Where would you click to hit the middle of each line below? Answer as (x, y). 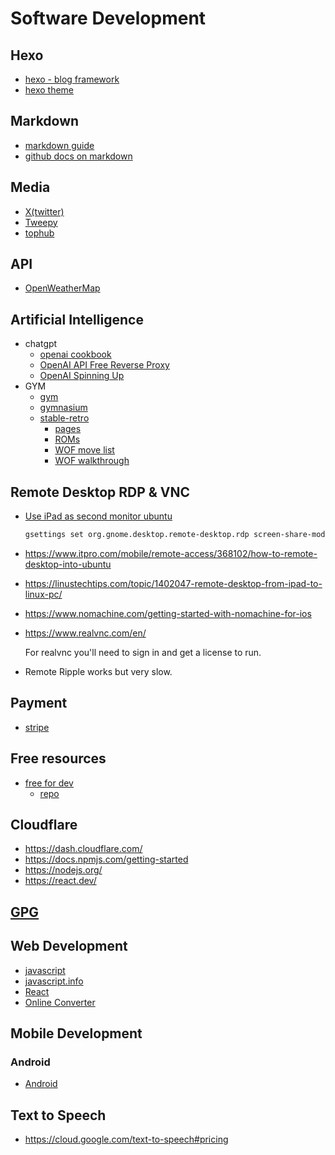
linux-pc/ (43, 594)
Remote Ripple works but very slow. (98, 671)
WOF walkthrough (92, 461)
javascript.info (54, 981)
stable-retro (64, 418)
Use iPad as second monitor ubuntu (98, 516)
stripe (37, 727)
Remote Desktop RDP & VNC (100, 492)
